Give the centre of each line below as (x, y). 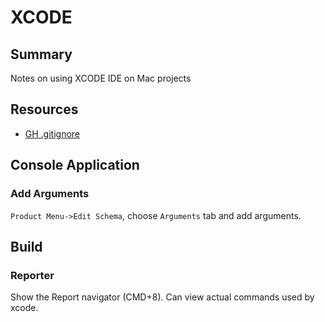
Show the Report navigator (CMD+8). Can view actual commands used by (162, 297)
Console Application (75, 165)
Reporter (32, 275)
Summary (41, 54)
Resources (44, 109)
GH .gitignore (52, 133)
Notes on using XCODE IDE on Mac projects (101, 78)
